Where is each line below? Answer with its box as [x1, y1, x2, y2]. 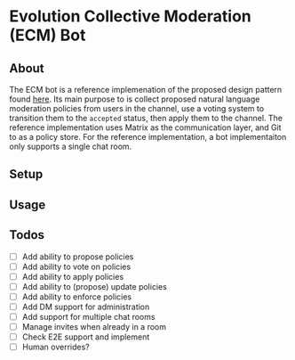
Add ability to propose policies [21, 251, 134, 262]
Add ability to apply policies [21, 271, 124, 282]
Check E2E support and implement [21, 331, 150, 342]
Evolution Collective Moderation [9, 6, 251, 27]
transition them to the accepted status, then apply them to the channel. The [9, 113, 283, 123]
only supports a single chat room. [9, 141, 132, 151]
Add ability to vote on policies [21, 261, 132, 272]
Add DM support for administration [21, 301, 150, 312]
